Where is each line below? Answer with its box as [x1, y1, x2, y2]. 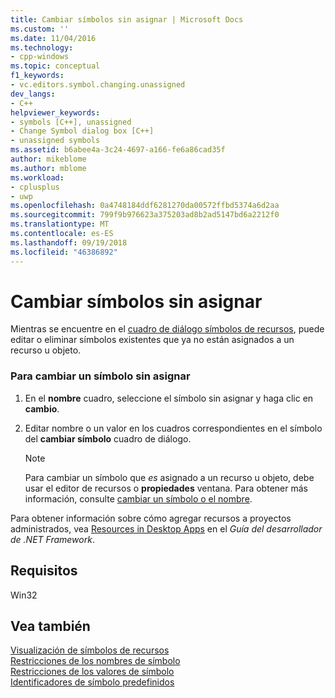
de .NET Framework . [10, 533, 95, 545]
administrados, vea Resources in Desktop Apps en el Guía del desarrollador [10, 522, 323, 535]
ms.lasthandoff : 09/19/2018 [10, 237, 128, 248]
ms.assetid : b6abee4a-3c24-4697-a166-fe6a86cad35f [10, 145, 226, 155]
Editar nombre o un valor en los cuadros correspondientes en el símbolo [24, 422, 323, 434]
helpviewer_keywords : [10, 107, 101, 118]
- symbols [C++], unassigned [10, 117, 132, 127]
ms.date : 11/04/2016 [10, 33, 97, 43]
